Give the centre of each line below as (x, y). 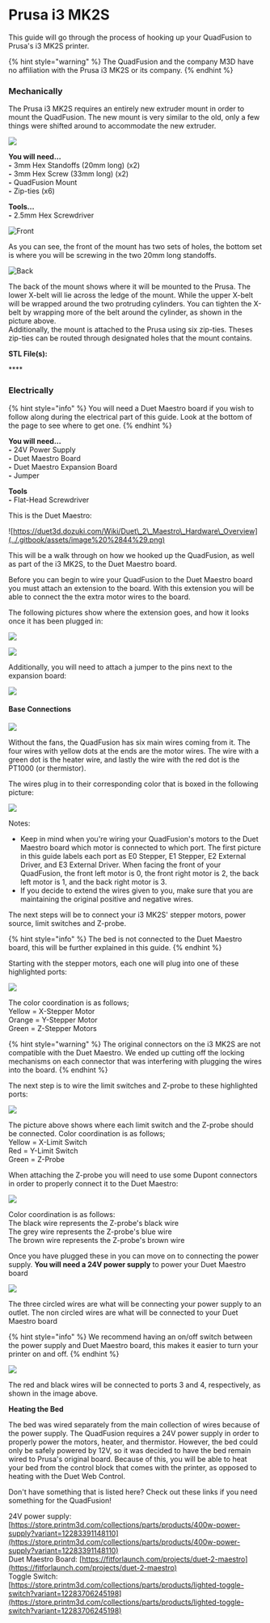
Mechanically (36, 91)
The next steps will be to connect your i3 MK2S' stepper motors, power (127, 915)
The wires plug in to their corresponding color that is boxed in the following (133, 784)
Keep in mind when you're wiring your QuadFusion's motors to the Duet (139, 839)
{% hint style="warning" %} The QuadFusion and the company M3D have (131, 61)
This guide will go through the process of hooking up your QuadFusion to (130, 37)
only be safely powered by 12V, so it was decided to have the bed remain (130, 1450)
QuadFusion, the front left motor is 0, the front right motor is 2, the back (139, 873)
